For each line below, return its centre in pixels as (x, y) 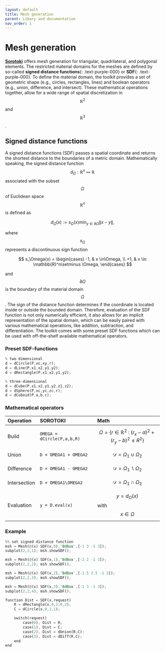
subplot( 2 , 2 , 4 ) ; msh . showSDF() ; (38, 591)
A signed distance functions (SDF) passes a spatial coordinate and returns (80, 153)
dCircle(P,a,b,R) (60, 439)
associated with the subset (32, 181)
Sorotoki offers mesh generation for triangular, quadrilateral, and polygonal (81, 62)
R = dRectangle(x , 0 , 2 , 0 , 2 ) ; (42, 605)
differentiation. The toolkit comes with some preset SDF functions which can (82, 331)
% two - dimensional (24, 359)
